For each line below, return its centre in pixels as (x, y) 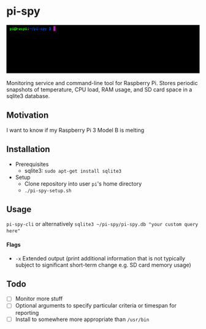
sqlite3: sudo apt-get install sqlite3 (73, 170)
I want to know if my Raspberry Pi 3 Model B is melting (75, 130)
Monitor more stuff (39, 299)
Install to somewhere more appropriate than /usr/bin (82, 319)
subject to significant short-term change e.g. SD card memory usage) (103, 265)
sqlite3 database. (28, 96)
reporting (27, 312)
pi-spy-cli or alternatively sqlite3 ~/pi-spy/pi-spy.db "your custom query (102, 224)
